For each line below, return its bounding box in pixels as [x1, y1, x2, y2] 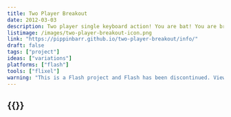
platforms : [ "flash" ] [7, 61, 69, 68]
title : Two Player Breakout [7, 10, 88, 17]
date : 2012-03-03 [7, 17, 57, 23]
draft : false [7, 42, 45, 49]
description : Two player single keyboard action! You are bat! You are [7, 23, 217, 30]
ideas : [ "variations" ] [7, 55, 72, 62]
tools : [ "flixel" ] [7, 67, 60, 74]
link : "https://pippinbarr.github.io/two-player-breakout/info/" [7, 36, 198, 43]
